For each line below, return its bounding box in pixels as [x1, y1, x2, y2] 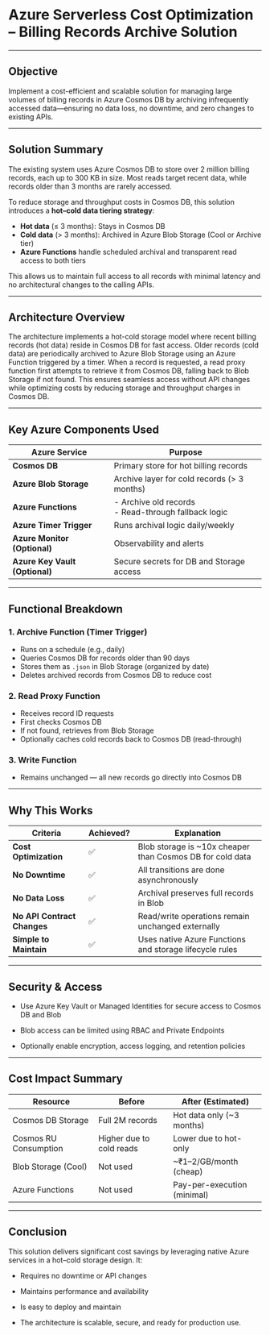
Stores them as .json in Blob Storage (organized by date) [19, 661, 210, 671]
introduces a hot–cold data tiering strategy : [8, 206, 155, 215]
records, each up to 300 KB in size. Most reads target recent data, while [8, 173, 247, 182]
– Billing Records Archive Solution [8, 23, 238, 41]
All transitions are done [137, 864, 225, 875]
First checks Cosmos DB [19, 717, 102, 727]
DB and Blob [19, 1010, 62, 1020]
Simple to [12, 934, 50, 945]
